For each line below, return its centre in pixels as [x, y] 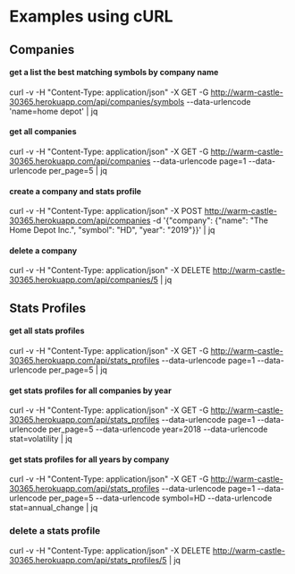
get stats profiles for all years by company [89, 459]
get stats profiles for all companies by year [90, 390]
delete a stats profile [55, 531]
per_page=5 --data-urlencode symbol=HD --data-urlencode [160, 498]
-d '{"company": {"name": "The [211, 220]
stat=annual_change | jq [54, 508]
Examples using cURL [91, 17]
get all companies [43, 132]
